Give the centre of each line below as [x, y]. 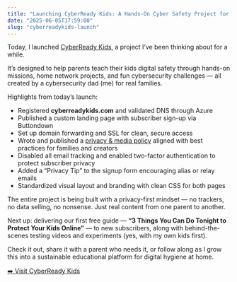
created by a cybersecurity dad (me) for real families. [85, 83]
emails [27, 178]
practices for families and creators [68, 148]
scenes [18, 236]
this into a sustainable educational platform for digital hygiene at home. [111, 257]
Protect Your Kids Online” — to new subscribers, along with [96, 228]
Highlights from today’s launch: [52, 97]
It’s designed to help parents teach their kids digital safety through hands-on [119, 69]
